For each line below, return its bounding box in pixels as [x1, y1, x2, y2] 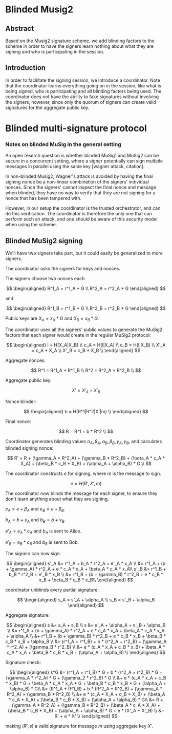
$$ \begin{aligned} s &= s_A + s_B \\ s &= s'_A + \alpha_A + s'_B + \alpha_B [6, 622, 166, 628]
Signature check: [5, 659, 41, 665]
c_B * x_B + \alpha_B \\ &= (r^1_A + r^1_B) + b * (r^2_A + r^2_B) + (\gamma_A [5, 638, 167, 645]
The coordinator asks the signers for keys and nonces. [5, 266, 120, 272]
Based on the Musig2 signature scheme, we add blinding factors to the [5, 38, 155, 44]
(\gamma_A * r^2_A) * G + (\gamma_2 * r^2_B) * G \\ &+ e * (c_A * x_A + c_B [6, 674, 166, 681]
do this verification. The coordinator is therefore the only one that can [5, 211, 152, 217]
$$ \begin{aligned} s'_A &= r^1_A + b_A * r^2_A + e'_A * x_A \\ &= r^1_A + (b [6, 560, 166, 566]
